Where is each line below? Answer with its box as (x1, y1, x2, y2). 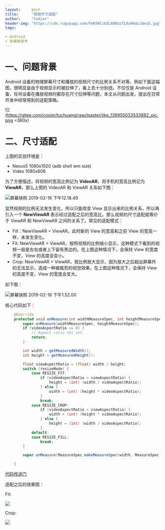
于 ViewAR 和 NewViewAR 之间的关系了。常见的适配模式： (5, 217, 123, 223)
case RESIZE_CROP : (31, 403, 69, 408)
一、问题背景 (5, 62, 57, 73)
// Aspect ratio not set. (31, 330, 84, 335)
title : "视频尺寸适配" (5, 12, 58, 17)
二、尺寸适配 (5, 136, 57, 147)
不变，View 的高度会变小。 (12, 252, 67, 258)
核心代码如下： (5, 302, 35, 308)
